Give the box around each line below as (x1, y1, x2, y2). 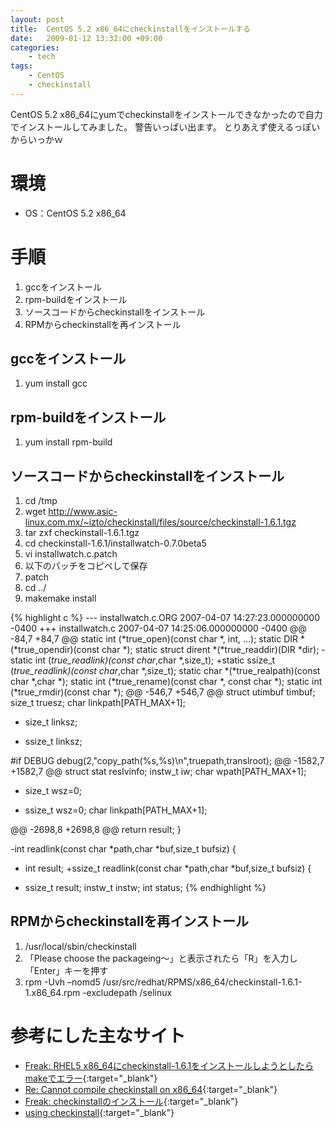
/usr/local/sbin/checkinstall (24, 940, 137, 952)
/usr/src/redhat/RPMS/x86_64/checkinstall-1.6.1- (102, 976, 303, 988)
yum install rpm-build (24, 436, 113, 448)
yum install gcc (24, 377, 88, 390)
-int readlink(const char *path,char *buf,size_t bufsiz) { (10, 843, 237, 855)
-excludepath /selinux (82, 986, 173, 998)
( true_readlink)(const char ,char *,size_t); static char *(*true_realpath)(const (10, 665, 321, 677)
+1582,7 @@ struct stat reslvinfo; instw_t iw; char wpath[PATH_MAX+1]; (10, 766, 307, 778)
